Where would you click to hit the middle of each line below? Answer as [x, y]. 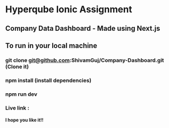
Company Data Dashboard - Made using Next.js [83, 28]
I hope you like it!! [25, 120]
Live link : [17, 108]
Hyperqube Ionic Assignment [69, 9]
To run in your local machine [51, 45]
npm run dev [21, 94]
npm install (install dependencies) [49, 80]
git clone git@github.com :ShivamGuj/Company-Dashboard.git [85, 60]
